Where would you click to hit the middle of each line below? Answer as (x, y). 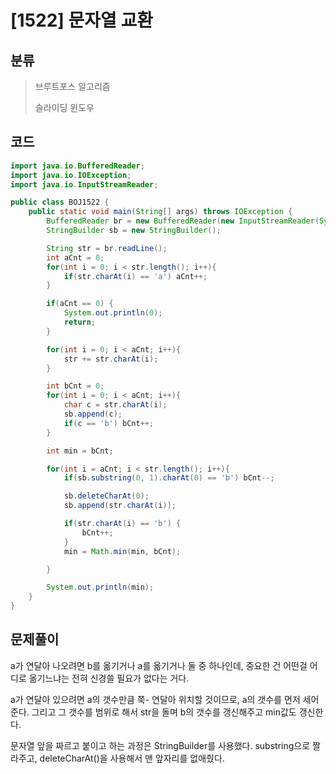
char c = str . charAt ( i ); (115, 405)
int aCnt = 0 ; (75, 257)
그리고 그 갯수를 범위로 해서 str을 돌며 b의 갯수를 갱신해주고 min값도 (164, 712)
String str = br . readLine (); (107, 248)
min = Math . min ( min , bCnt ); (122, 551)
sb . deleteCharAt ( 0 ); (106, 496)
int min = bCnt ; (80, 451)
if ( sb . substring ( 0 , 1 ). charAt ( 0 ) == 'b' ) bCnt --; (169, 478)
